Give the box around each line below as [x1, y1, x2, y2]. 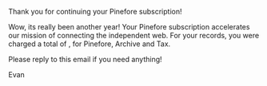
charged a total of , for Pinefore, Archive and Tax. [8, 39, 171, 49]
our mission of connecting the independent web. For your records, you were [8, 31, 260, 40]
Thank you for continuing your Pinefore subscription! [8, 7, 182, 16]
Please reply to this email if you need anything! [8, 55, 162, 64]
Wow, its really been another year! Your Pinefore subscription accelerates [8, 22, 250, 31]
